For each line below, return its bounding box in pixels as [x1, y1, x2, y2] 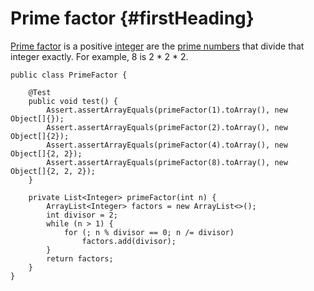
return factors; [46, 253, 114, 264]
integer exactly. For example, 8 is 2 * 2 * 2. [10, 50, 189, 62]
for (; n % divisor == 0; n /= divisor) [63, 227, 235, 237]
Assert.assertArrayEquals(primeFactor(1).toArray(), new [46, 105, 288, 115]
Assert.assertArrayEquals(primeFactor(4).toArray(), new [46, 140, 288, 150]
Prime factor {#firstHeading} [10, 7, 255, 30]
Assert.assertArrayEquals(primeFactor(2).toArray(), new [46, 122, 288, 132]
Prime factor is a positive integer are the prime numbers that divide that [10, 40, 305, 52]
